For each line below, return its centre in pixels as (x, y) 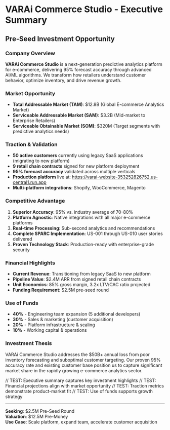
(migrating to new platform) (41, 161)
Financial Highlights (30, 263)
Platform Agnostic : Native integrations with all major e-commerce (81, 217)
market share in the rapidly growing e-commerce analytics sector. (74, 370)
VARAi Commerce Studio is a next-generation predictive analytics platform (84, 64)
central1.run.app (29, 182)
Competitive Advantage (35, 201)
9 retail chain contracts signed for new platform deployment (76, 166)
